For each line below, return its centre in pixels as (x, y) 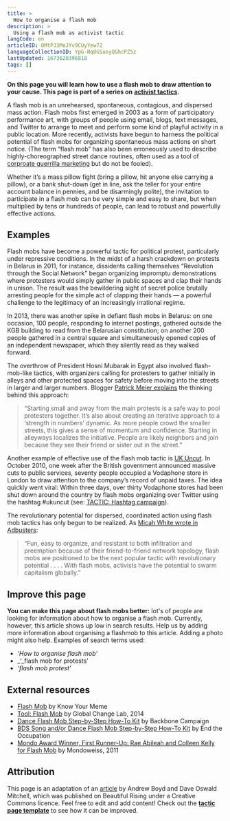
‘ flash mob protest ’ (44, 668)
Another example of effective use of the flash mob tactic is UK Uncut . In (109, 458)
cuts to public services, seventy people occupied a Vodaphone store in (107, 473)
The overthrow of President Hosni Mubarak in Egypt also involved (100, 366)
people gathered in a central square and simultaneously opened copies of (112, 338)
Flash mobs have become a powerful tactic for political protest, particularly (113, 251)
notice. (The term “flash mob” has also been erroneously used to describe (112, 149)
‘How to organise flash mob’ (57, 654)
